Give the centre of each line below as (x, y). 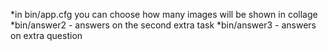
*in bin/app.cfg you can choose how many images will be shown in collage (164, 14)
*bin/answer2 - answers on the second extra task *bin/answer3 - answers (163, 25)
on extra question (46, 35)
